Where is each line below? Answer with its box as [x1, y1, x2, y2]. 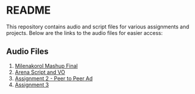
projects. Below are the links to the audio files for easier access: [6, 29, 163, 36]
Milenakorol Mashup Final [14, 62, 78, 69]
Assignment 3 [14, 81, 49, 88]
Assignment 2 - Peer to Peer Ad [14, 74, 93, 82]
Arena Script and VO [14, 69, 65, 76]
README [6, 4, 51, 17]
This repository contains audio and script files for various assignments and [6, 23, 189, 30]
